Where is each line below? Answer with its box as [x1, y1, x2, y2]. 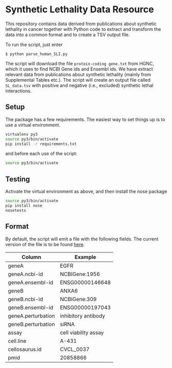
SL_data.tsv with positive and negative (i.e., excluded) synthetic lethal [5, 82, 154, 88]
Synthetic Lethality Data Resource [5, 4, 154, 15]
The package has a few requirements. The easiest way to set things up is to [5, 116, 165, 122]
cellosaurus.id [8, 345, 42, 353]
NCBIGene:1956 [60, 270, 100, 278]
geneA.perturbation [8, 312, 55, 319]
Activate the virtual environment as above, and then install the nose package [5, 189, 167, 195]
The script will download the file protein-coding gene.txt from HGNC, [5, 60, 155, 66]
